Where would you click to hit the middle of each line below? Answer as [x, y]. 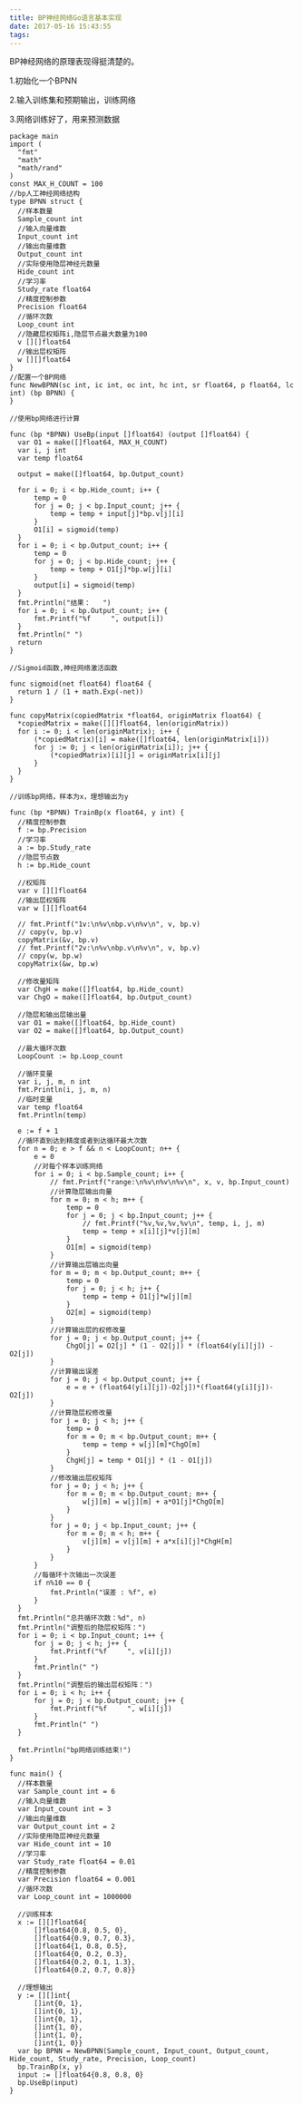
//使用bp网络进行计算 [44, 419]
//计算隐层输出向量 [81, 1192]
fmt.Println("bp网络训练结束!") [74, 1750]
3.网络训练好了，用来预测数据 [65, 120]
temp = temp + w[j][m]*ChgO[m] [142, 1445]
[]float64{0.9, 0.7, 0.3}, [84, 1938]
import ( [26, 145]
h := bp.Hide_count [54, 866]
